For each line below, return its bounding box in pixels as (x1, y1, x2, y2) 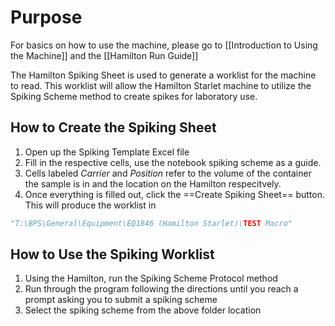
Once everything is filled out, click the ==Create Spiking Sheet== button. (24, 188, 325, 200)
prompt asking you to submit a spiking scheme (24, 294, 218, 306)
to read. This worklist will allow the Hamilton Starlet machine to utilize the (10, 79, 312, 91)
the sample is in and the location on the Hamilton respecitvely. (24, 177, 282, 190)
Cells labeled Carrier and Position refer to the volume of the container (24, 167, 312, 179)
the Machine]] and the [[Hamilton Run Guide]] (10, 49, 199, 61)
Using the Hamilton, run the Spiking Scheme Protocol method (24, 272, 278, 285)
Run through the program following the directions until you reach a (24, 283, 299, 295)
